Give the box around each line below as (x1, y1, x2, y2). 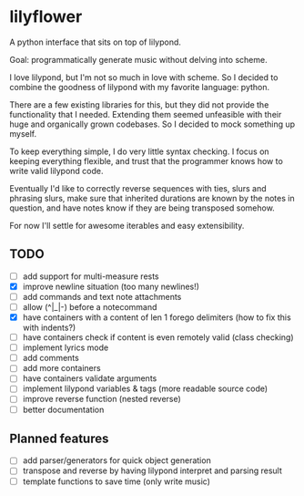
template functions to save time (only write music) (22, 476, 211, 487)
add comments (22, 353, 79, 364)
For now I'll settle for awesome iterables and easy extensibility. (9, 220, 245, 231)
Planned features (9, 430, 109, 446)
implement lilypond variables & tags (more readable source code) (22, 383, 269, 394)
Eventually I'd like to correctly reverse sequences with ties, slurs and (9, 182, 267, 193)
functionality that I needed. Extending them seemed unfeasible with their (9, 108, 282, 119)
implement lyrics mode (22, 342, 109, 353)
